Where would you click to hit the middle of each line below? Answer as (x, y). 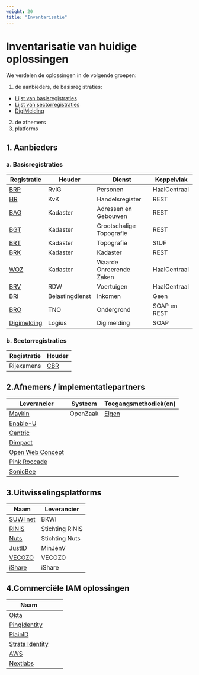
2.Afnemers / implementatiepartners (76, 387)
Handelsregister (119, 199)
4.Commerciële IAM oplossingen (68, 588)
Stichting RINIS (62, 529)
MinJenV (54, 548)
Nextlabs (22, 663)
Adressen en (114, 209)
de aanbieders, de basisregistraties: (58, 87)
